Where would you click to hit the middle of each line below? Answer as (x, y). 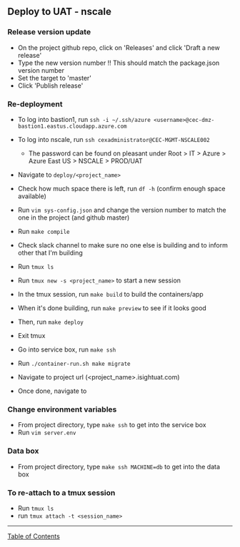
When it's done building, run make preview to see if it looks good (112, 308)
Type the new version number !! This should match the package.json (119, 63)
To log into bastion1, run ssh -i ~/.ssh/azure (84, 119)
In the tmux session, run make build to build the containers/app (110, 294)
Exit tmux (31, 335)
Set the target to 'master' (54, 78)
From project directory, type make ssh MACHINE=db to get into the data (119, 466)
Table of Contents (34, 536)
